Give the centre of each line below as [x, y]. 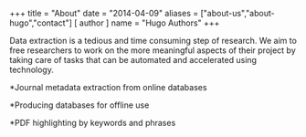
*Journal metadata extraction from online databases [108, 87]
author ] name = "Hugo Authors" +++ [149, 23]
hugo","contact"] [41, 23]
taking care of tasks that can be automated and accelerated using [133, 60]
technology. [32, 69]
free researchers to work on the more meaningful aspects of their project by [153, 50]
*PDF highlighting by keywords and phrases [93, 123]
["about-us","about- [238, 13]
